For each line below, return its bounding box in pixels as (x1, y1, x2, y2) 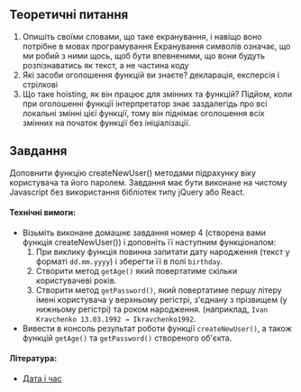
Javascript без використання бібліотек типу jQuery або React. (9, 187, 245, 197)
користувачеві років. (35, 275, 117, 286)
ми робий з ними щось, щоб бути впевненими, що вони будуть (22, 50, 266, 61)
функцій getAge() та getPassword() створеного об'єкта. (22, 333, 233, 343)
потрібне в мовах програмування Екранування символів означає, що (22, 41, 291, 51)
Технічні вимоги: (9, 207, 77, 218)
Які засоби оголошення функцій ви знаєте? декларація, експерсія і (22, 69, 280, 80)
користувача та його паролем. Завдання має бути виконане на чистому (9, 177, 287, 187)
